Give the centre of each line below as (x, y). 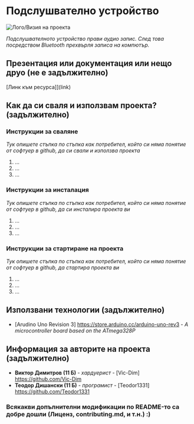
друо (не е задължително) (57, 73)
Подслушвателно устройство (83, 11)
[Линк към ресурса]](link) (38, 87)
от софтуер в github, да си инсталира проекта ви (68, 209)
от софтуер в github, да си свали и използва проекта (73, 151)
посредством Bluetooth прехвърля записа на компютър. (78, 45)
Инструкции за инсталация (48, 190)
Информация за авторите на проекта (78, 349)
